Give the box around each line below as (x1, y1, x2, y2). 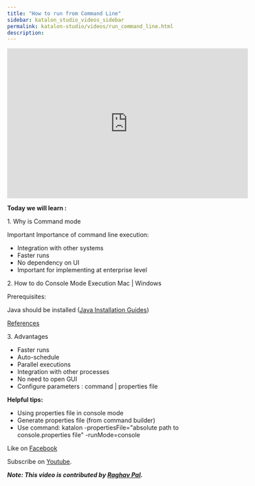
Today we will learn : (7, 204, 67, 212)
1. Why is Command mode (7, 217, 81, 225)
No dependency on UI (16, 258, 80, 267)
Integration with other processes (16, 368, 110, 376)
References (7, 319, 40, 327)
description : (7, 29, 45, 36)
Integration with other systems (16, 244, 104, 252)
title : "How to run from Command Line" (7, 10, 122, 17)
